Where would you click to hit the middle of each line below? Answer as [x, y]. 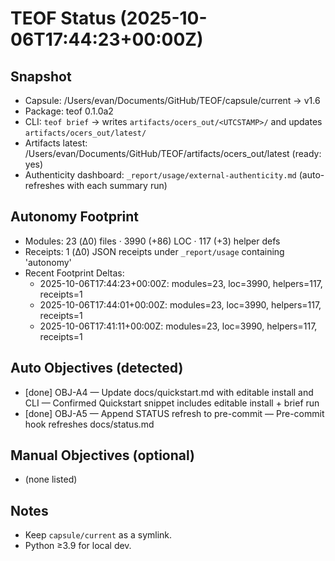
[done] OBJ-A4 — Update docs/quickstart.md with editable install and [169, 392]
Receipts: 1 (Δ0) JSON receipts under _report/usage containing [154, 251]
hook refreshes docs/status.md [89, 424]
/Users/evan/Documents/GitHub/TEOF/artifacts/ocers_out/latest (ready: [173, 153]
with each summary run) [117, 185]
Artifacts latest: [56, 143]
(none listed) [51, 479]
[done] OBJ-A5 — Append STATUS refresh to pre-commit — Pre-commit [174, 413]
